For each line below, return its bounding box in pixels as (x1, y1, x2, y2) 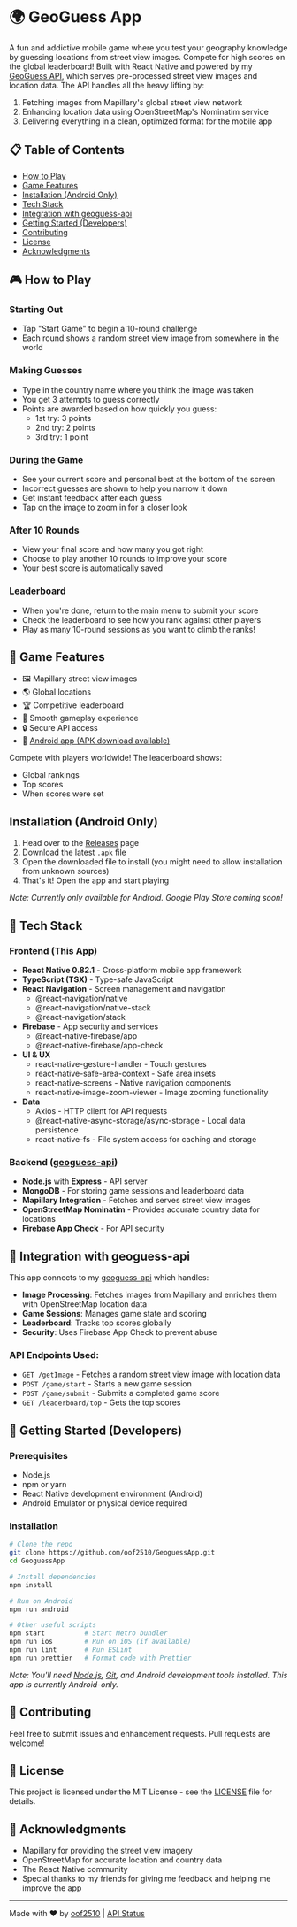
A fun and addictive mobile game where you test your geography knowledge (9, 42, 288, 53)
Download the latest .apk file (21, 847, 126, 858)
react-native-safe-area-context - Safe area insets (34, 1068, 217, 1079)
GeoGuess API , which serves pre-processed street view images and (9, 70, 258, 81)
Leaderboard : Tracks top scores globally (21, 1317, 171, 1328)
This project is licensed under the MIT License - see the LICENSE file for (9, 1786, 272, 1797)
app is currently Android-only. (9, 1678, 119, 1690)
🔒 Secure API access (21, 723, 99, 733)
